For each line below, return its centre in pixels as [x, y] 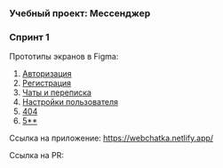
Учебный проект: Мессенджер [80, 13]
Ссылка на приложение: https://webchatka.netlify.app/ [111, 138]
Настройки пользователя [70, 102]
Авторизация [47, 74]
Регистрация [47, 84]
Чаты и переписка [56, 92]
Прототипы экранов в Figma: [64, 57]
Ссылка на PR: [36, 156]
